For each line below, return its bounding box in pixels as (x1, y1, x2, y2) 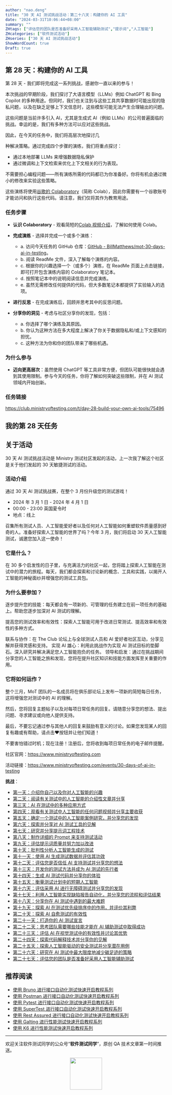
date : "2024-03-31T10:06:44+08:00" (5, 17, 81, 22)
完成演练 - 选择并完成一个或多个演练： (12, 232, 94, 239)
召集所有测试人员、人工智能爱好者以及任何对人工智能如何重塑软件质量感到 (5, 523, 162, 529)
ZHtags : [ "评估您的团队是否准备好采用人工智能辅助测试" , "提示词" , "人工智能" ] (5, 27, 154, 32)
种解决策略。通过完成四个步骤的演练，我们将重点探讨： (5, 143, 122, 149)
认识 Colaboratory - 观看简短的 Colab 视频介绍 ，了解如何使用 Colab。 (12, 221, 160, 228)
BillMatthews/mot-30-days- (106, 243, 165, 249)
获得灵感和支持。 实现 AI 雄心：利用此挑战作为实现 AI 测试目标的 (14, 642, 150, 649)
